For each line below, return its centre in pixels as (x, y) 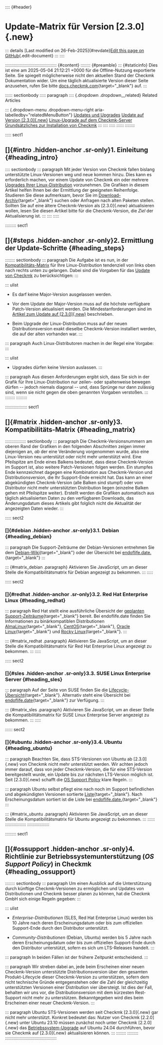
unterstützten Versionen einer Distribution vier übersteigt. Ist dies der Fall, (79, 988)
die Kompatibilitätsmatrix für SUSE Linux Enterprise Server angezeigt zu (77, 715)
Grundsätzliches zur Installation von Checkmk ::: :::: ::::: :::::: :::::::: (70, 125)
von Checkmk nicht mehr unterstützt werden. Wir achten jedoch (84, 764)
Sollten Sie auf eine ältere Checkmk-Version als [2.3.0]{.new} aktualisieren (80, 205)
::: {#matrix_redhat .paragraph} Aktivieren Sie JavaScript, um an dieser (76, 641)
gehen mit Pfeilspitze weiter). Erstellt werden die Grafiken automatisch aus (80, 493)
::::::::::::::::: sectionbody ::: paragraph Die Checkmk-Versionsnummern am (79, 441)
